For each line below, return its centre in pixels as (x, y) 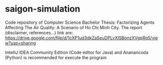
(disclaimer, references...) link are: (39, 32)
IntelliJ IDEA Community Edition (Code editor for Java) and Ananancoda (77, 52)
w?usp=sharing (21, 43)
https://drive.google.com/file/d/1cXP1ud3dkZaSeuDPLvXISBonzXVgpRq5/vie (81, 38)
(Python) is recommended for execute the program (56, 57)
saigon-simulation (43, 9)
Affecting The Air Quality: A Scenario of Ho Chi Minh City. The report (74, 27)
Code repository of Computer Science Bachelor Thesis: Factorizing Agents (80, 22)
